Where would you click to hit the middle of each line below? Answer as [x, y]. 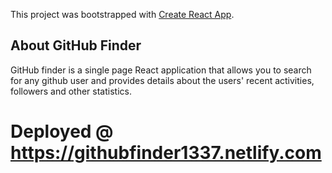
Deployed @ [62, 131]
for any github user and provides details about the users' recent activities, [162, 80]
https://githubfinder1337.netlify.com [166, 153]
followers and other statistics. [71, 91]
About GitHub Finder [76, 45]
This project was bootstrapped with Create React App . [122, 14]
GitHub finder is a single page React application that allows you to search [161, 70]
